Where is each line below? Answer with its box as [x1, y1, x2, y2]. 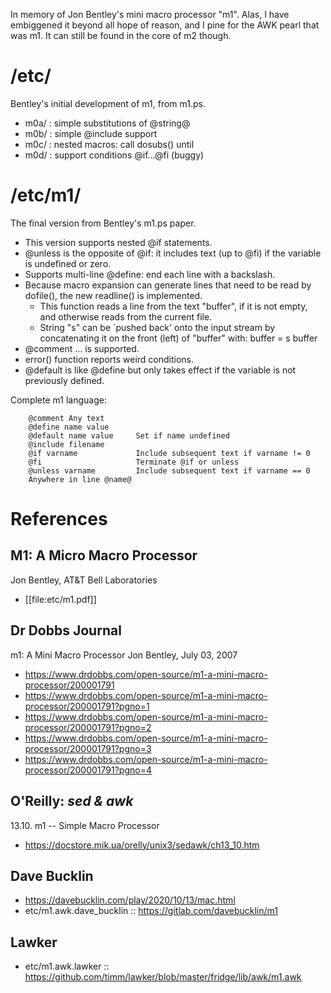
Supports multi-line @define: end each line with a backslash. [24, 268, 276, 280]
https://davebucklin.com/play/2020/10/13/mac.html [24, 894, 236, 906]
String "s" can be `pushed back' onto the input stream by [39, 321, 276, 333]
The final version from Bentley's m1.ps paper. [10, 217, 197, 229]
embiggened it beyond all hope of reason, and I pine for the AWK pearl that [10, 19, 320, 31]
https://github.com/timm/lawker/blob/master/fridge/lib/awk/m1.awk [24, 971, 302, 983]
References [10, 508, 108, 531]
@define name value [28, 422, 110, 432]
